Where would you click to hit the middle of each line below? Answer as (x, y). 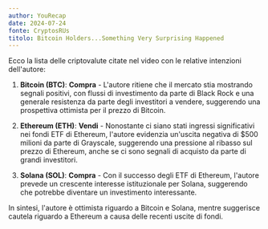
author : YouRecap (37, 16)
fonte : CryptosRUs (39, 30)
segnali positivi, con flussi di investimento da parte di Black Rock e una (137, 94)
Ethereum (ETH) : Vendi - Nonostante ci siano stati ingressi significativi (137, 126)
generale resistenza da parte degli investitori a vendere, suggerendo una (140, 102)
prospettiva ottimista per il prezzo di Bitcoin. (93, 110)
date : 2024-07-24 (37, 23)
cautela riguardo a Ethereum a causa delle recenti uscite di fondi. (116, 216)
